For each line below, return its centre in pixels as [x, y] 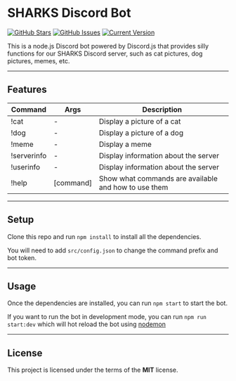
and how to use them [133, 187]
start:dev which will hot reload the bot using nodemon [87, 324]
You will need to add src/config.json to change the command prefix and [113, 250]
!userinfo [26, 167]
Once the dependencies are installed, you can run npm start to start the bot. [118, 303]
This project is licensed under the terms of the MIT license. [93, 370]
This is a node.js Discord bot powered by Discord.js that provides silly [108, 46]
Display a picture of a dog [141, 133]
